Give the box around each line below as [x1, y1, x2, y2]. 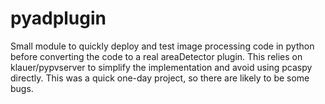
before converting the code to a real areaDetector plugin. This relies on [10, 50, 303, 62]
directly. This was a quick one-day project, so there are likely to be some [10, 72, 310, 84]
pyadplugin [10, 7, 107, 30]
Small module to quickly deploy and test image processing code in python [10, 40, 315, 52]
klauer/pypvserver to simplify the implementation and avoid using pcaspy [10, 61, 313, 73]
